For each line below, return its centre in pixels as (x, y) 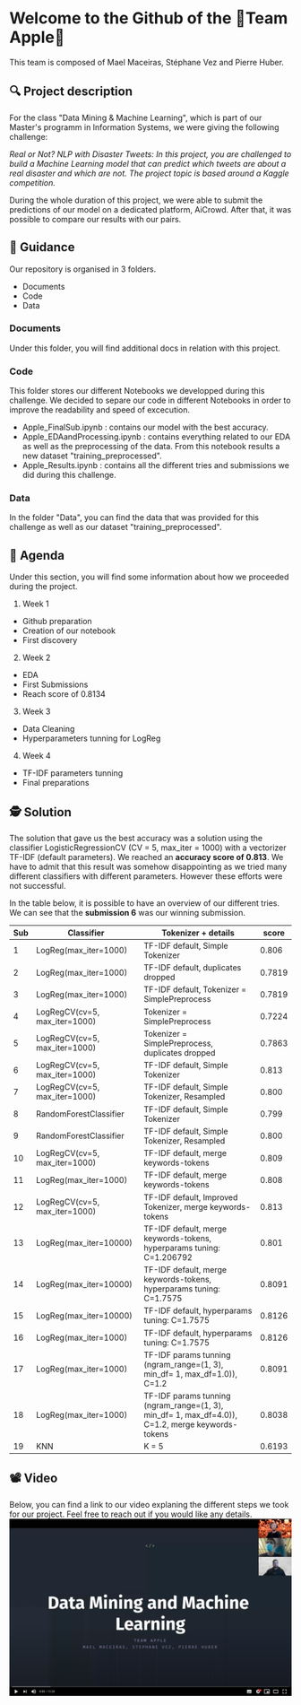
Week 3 (36, 711)
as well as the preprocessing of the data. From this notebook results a (151, 447)
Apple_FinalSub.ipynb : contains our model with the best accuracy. (145, 427)
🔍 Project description (71, 92)
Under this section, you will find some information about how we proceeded (149, 577)
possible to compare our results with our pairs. (95, 219)
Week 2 (36, 657)
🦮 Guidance (42, 247)
